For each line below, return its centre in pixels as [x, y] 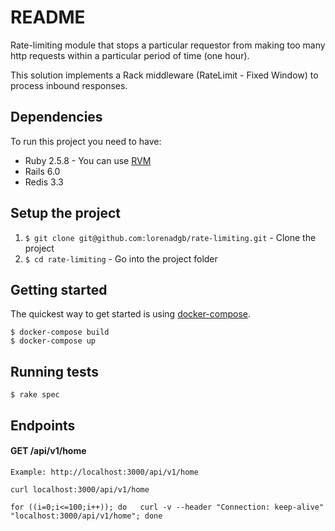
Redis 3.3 [44, 182]
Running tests [55, 371]
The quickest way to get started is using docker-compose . [131, 314]
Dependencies [56, 117]
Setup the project [65, 213]
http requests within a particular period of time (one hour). [130, 55]
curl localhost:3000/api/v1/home [80, 489]
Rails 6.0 [42, 171]
